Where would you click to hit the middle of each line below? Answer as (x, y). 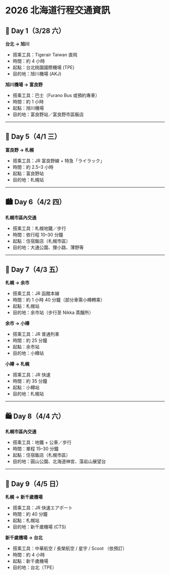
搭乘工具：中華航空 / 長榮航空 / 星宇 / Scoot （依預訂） (70, 549)
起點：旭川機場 (28, 108)
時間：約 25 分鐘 (30, 340)
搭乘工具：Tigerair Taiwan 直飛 (45, 55)
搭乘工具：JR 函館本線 (36, 294)
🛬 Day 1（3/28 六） (35, 31)
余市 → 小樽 (17, 324)
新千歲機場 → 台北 (24, 538)
